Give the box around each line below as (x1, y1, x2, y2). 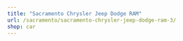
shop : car (7, 23, 36, 30)
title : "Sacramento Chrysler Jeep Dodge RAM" (7, 10, 142, 17)
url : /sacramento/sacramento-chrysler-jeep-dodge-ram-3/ (7, 17, 177, 24)
